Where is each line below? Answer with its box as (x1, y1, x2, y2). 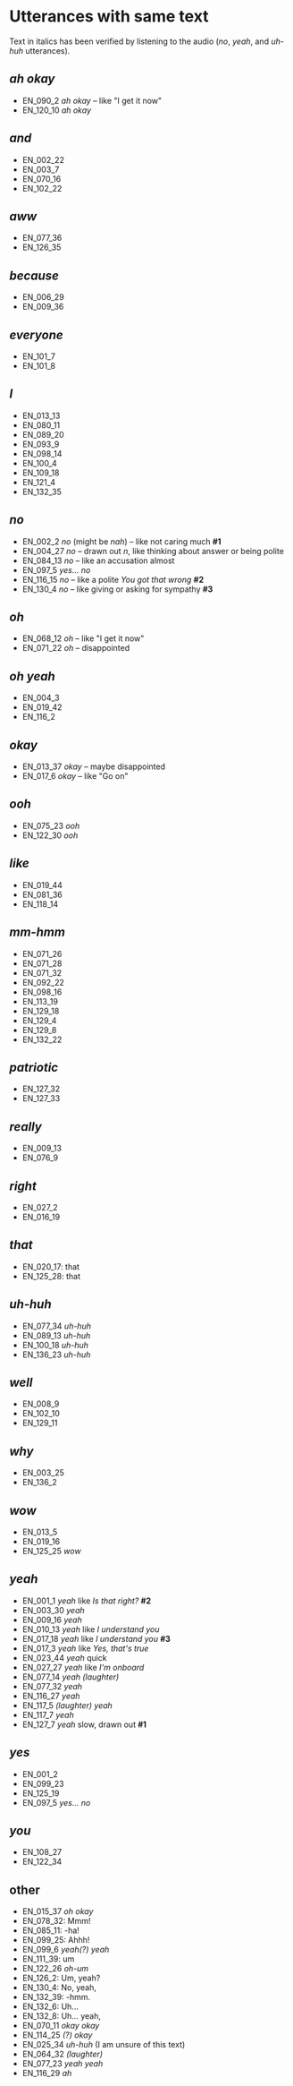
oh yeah (9, 669, 55, 684)
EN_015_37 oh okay (21, 1906, 94, 1917)
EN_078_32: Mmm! (21, 1916, 91, 1927)
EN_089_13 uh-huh (21, 1329, 91, 1340)
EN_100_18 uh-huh (21, 1339, 89, 1350)
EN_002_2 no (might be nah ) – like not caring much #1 (21, 535, 222, 547)
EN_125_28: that (21, 1270, 81, 1281)
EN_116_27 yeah (21, 1690, 80, 1701)
